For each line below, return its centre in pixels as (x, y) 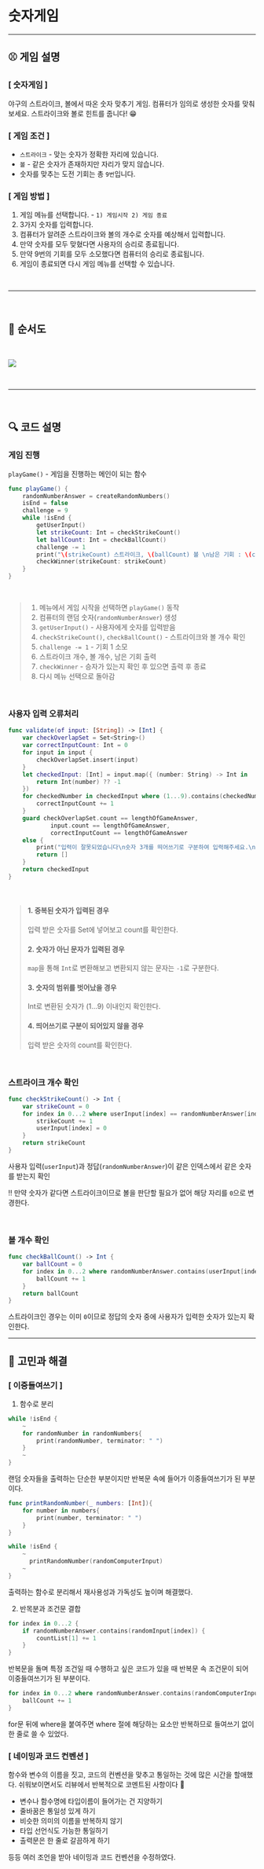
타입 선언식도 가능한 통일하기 (64, 1831)
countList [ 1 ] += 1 (66, 1638)
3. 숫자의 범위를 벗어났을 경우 (72, 988)
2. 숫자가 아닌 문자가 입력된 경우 (76, 949)
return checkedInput (56, 870)
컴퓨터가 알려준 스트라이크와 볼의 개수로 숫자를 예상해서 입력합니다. (122, 235)
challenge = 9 (45, 511)
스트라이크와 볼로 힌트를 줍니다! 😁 (84, 113)
